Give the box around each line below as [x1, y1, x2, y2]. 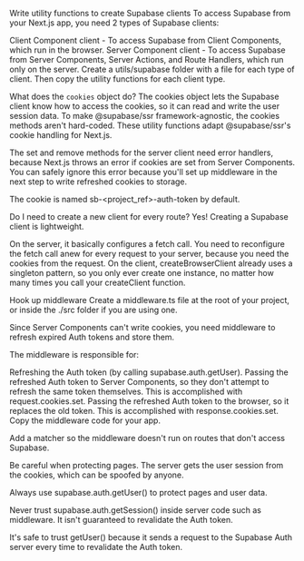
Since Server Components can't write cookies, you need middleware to [9, 322, 276, 332]
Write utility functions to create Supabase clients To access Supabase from [9, 8, 291, 18]
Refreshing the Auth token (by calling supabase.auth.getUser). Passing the [9, 367, 289, 378]
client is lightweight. [9, 221, 84, 231]
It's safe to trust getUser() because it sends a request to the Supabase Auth [9, 532, 293, 543]
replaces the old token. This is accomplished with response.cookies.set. [9, 406, 279, 416]
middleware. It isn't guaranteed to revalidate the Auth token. [9, 515, 233, 525]
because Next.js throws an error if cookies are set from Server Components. [9, 157, 296, 167]
